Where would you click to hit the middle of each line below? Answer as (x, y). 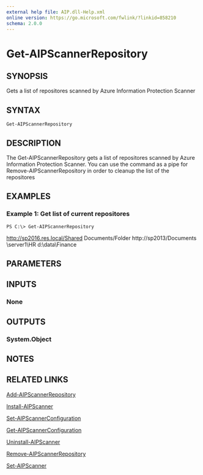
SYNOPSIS (27, 76)
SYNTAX (24, 110)
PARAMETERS (34, 264)
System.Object (29, 339)
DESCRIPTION (34, 143)
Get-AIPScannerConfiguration (44, 430)
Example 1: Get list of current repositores (68, 214)
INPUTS (21, 284)
